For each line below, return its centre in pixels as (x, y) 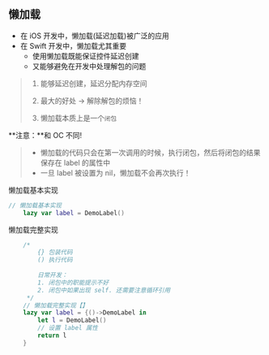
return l (52, 336)
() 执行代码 (55, 260)
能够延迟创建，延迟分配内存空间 (94, 83)
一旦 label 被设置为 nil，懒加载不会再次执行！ (115, 172)
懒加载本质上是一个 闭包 (79, 118)
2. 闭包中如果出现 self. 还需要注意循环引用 (104, 290)
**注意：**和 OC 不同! (45, 135)
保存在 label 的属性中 (75, 162)
